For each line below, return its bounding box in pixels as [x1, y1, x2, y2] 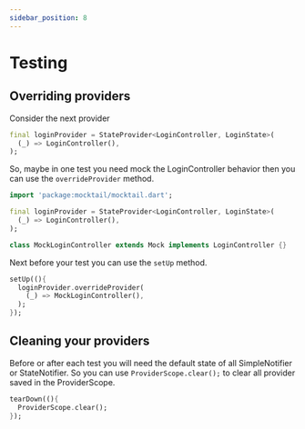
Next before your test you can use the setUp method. [9, 256, 208, 268]
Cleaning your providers [9, 334, 150, 349]
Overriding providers [9, 88, 131, 105]
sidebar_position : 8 [9, 13, 88, 23]
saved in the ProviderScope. [9, 376, 116, 387]
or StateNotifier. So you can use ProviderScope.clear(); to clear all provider [9, 367, 296, 378]
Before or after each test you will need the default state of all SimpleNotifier [9, 357, 293, 368]
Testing [9, 52, 68, 73]
